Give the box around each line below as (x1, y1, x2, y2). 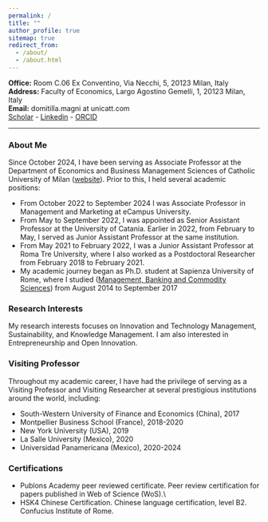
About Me (8, 139, 48, 150)
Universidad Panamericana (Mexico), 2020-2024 (19, 442, 182, 452)
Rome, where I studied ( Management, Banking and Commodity (19, 275, 227, 284)
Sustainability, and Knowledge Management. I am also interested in (8, 330, 229, 339)
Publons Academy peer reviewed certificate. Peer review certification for (19, 480, 260, 491)
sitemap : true (8, 34, 56, 42)
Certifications (8, 462, 64, 473)
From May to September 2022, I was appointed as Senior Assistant (19, 216, 240, 225)
